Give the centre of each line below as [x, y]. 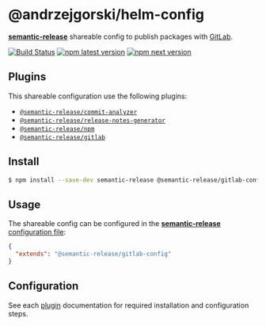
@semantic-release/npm [57, 128]
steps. [18, 313]
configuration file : [37, 232]
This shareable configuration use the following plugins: [98, 96]
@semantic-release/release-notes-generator [93, 121]
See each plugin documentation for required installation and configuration [129, 305]
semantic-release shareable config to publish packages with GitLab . [121, 36]
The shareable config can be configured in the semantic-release [115, 224]
